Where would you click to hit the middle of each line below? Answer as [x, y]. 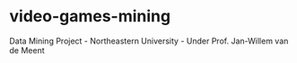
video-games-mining [90, 16]
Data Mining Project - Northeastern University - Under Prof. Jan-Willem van [149, 41]
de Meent [27, 50]
